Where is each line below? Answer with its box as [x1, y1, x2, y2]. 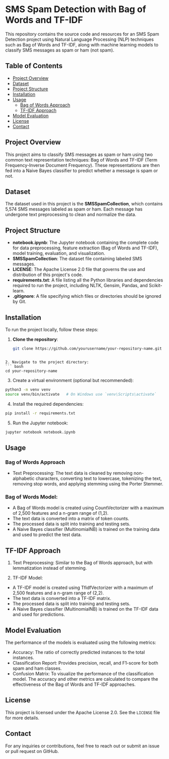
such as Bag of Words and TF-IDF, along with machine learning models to [5, 41, 159, 47]
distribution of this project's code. [12, 272, 83, 278]
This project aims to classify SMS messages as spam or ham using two [5, 151, 153, 157]
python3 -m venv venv [5, 387, 51, 392]
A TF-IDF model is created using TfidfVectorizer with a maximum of [12, 584, 153, 591]
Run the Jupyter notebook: [12, 420, 69, 426]
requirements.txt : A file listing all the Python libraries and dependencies [12, 277, 163, 283]
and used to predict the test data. [12, 531, 82, 538]
